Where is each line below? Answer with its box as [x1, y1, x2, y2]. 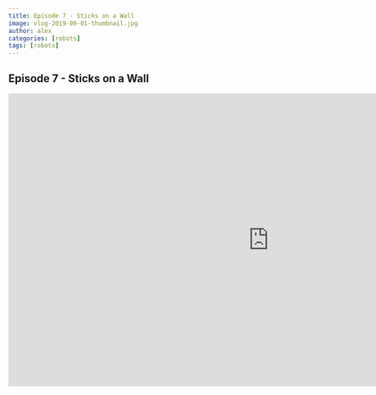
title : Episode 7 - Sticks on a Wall [8, 11, 135, 20]
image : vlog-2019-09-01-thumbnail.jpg [8, 19, 138, 27]
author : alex [8, 27, 52, 35]
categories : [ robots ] [8, 34, 81, 43]
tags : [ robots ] [8, 42, 59, 50]
